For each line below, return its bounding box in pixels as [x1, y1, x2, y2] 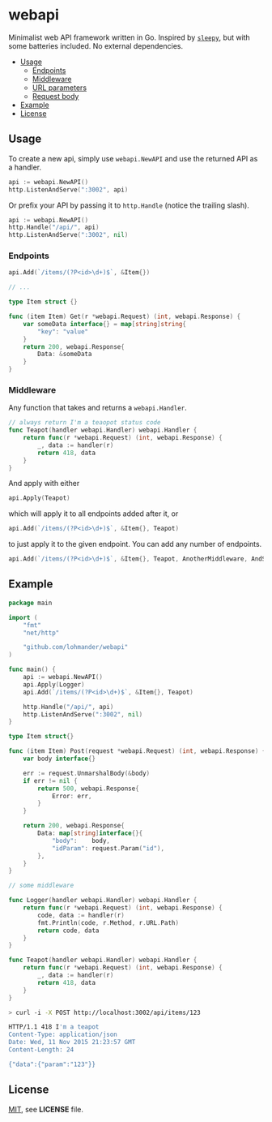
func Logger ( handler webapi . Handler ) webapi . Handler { [8, 896, 198, 905]
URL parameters [32, 83, 87, 92]
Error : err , [51, 792, 92, 800]
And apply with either [8, 479, 80, 488]
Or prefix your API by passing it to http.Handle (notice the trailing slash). [8, 200, 249, 210]
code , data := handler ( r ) [37, 911, 125, 919]
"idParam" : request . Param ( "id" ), [51, 844, 164, 853]
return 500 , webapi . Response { [37, 785, 139, 793]
